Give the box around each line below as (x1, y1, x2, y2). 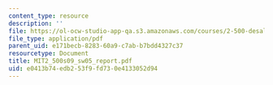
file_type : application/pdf (8, 34, 104, 43)
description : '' (8, 19, 63, 28)
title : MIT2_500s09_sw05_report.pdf (8, 57, 132, 66)
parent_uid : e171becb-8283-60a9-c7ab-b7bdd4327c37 (8, 42, 184, 50)
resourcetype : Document (8, 49, 89, 57)
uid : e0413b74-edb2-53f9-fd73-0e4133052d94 (8, 65, 158, 73)
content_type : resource (8, 11, 89, 20)
